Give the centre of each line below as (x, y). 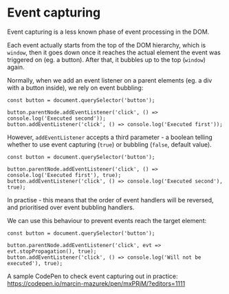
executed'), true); (35, 263)
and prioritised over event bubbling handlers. (71, 207)
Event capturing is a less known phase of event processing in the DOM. (108, 32)
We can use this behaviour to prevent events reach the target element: (107, 220)
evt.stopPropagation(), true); (52, 251)
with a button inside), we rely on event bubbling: (75, 87)
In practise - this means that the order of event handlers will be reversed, (111, 200)
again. (16, 67)
